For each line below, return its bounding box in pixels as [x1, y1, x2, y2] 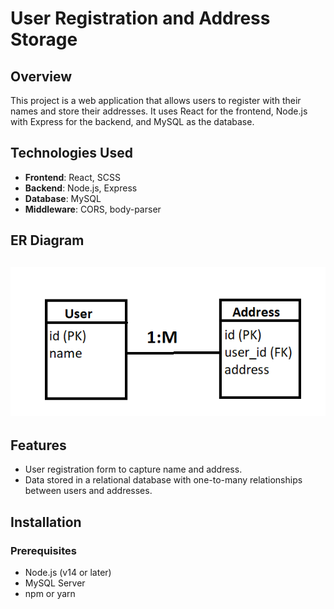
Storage [10, 28, 78, 51]
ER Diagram [10, 232, 85, 249]
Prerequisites [10, 543, 77, 557]
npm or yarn [24, 587, 76, 599]
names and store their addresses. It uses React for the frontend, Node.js [10, 105, 308, 117]
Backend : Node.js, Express [24, 182, 138, 194]
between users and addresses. [24, 485, 153, 497]
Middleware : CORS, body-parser [24, 203, 162, 215]
